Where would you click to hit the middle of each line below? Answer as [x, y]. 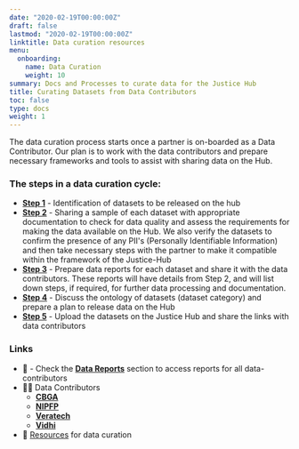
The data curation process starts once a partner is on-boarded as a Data [142, 142]
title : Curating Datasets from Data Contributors [103, 92]
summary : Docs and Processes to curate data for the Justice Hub [133, 84]
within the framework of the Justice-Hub [97, 260]
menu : [19, 51]
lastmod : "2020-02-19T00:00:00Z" [71, 34]
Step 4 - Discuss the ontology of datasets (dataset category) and [142, 298]
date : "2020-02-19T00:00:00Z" [65, 17]
